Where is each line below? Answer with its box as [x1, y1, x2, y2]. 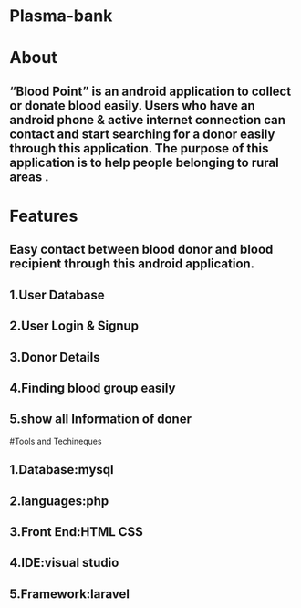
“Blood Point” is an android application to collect [9, 83, 292, 99]
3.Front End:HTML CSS [9, 524, 143, 540]
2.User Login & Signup [9, 319, 140, 334]
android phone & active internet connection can [9, 111, 285, 128]
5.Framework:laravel [9, 586, 130, 602]
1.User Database [9, 287, 105, 302]
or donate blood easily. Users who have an [9, 98, 255, 113]
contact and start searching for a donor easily [9, 126, 275, 142]
